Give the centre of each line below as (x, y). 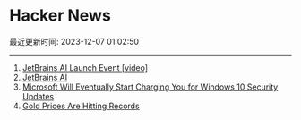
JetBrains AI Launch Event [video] (85, 67)
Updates (38, 96)
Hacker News (60, 16)
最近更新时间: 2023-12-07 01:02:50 (74, 41)
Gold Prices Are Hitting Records (81, 106)
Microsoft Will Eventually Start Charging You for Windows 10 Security (150, 87)
